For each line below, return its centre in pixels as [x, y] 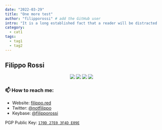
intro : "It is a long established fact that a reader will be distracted [81, 23]
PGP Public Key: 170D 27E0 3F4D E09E [42, 122]
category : [15, 28]
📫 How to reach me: [30, 90]
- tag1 [16, 41]
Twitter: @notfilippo [32, 108]
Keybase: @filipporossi [35, 113]
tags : [10, 37]
